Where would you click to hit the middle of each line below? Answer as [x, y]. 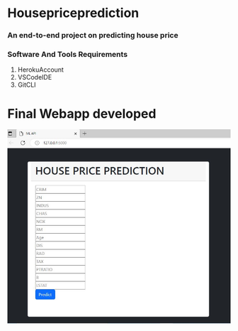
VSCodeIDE [35, 77]
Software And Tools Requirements [68, 55]
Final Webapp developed [82, 113]
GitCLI [27, 85]
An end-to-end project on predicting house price [93, 36]
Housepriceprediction [73, 13]
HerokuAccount [40, 70]
